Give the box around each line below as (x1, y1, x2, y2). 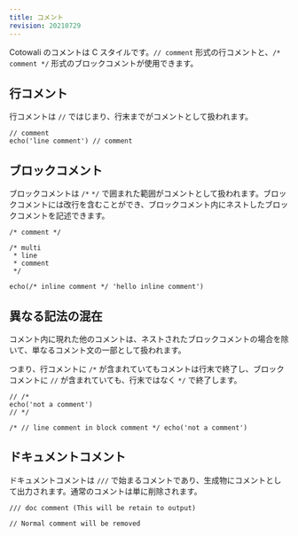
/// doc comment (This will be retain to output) (9, 503, 197, 512)
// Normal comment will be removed (9, 519, 141, 528)
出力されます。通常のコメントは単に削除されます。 (16, 486, 202, 496)
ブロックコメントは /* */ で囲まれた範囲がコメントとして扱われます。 (9, 188, 263, 199)
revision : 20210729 (9, 21, 82, 30)
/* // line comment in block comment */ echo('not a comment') (9, 423, 248, 432)
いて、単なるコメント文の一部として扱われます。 (9, 345, 186, 355)
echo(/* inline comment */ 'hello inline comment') (9, 283, 204, 291)
